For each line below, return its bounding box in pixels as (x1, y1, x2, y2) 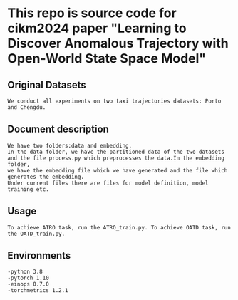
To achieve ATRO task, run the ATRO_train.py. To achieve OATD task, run (7, 224, 232, 231)
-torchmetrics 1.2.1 (7, 287, 69, 294)
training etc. (7, 185, 50, 193)
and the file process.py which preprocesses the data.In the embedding (7, 155, 224, 162)
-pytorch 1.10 (7, 274, 50, 282)
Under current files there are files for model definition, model (7, 180, 209, 187)
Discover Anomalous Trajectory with (7, 36, 229, 51)
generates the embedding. (7, 173, 84, 180)
